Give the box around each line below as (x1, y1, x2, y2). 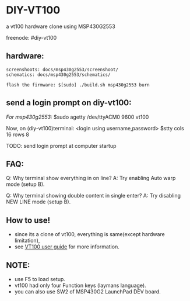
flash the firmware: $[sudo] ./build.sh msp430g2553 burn (6, 82, 150, 88)
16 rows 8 (6, 131, 29, 138)
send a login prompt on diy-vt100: (6, 98, 132, 108)
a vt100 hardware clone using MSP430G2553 (6, 23, 115, 30)
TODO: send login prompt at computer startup (6, 142, 117, 149)
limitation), (14, 237, 40, 244)
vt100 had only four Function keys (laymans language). (14, 282, 147, 289)
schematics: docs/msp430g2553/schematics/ (6, 71, 111, 78)
